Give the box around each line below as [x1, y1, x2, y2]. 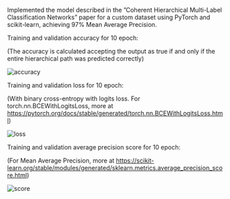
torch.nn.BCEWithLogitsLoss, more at [7, 102, 114, 109]
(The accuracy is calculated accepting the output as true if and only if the [7, 48, 216, 55]
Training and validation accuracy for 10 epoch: [7, 34, 139, 42]
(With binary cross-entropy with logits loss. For [7, 94, 140, 103]
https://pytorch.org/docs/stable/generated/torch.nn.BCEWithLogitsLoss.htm [7, 109, 224, 117]
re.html [7, 171, 28, 179]
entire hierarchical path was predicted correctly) [7, 54, 145, 63]
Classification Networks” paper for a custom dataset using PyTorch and [7, 13, 211, 21]
